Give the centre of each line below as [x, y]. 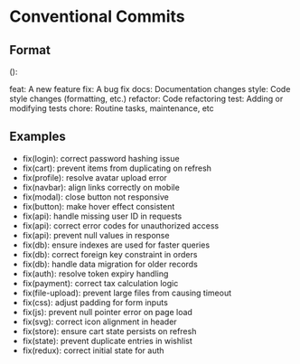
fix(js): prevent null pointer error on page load [107, 312]
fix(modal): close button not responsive [95, 197]
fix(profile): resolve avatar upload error [94, 177]
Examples [37, 137]
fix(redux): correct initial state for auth [93, 350]
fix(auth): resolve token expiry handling [95, 274]
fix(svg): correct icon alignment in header [100, 322]
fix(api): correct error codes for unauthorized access [121, 225]
